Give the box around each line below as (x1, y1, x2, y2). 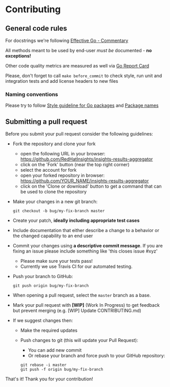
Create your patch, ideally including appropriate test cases (12, 217, 140, 223)
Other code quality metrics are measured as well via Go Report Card (5, 63, 150, 69)
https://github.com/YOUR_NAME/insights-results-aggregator (20, 178, 149, 184)
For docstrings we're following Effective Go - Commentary (5, 37, 129, 43)
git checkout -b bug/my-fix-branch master (12, 209, 105, 214)
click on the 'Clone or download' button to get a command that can (20, 183, 162, 190)
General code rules (5, 24, 68, 33)
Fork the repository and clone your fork (12, 141, 96, 147)
